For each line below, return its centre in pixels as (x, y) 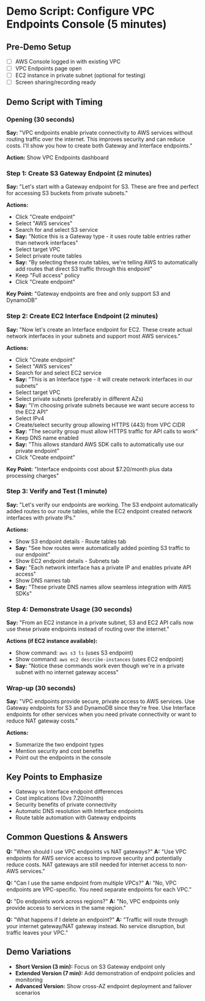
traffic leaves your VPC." (37, 933)
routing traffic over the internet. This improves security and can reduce (96, 139)
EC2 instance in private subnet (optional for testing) (80, 75)
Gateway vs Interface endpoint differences (69, 792)
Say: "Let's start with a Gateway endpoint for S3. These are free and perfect (102, 187)
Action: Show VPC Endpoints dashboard (58, 157)
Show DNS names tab (43, 580)
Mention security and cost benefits (59, 751)
